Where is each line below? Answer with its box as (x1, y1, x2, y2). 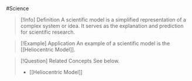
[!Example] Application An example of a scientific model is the (20, 40, 170, 47)
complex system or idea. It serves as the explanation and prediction (20, 23, 184, 29)
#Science (6, 5, 29, 12)
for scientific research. (20, 29, 75, 36)
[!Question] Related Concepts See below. (20, 58, 120, 64)
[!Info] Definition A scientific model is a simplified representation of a (20, 16, 186, 23)
